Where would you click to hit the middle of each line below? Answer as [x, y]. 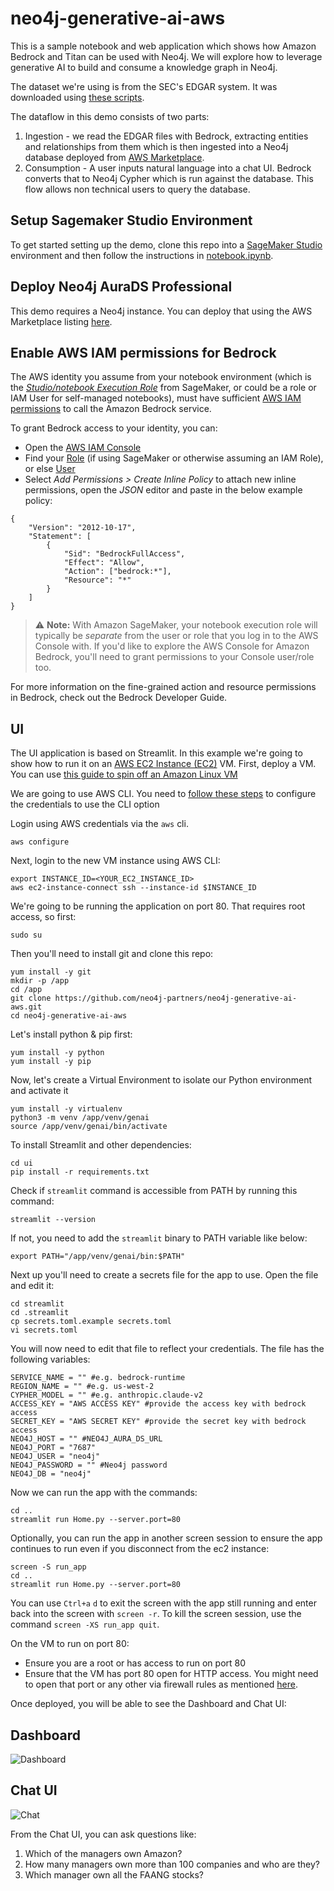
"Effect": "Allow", [104, 563]
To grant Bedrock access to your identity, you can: [114, 428]
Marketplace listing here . [61, 321]
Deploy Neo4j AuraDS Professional [121, 287]
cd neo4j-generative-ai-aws [69, 1016]
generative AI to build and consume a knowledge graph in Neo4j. [144, 67]
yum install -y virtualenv [66, 1109]
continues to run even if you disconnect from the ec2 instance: [140, 1549]
